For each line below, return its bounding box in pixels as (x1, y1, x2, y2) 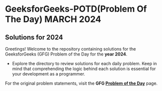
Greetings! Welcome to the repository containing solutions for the (5, 46, 136, 52)
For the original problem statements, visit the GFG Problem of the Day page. (5, 80, 158, 86)
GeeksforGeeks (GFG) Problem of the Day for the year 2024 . (5, 51, 127, 57)
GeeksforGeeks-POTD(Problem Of (5, 3, 147, 15)
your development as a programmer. (12, 71, 85, 76)
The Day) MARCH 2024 (5, 14, 101, 25)
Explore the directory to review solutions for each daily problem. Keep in (12, 61, 157, 66)
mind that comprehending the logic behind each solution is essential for (12, 66, 156, 72)
